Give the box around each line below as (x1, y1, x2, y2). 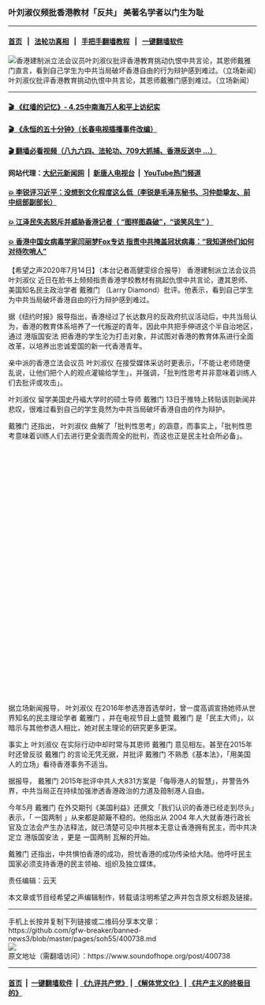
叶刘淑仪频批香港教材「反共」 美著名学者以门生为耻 (8, 6, 204, 17)
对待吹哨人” (8, 246, 47, 256)
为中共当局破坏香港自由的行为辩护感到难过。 (8, 295, 154, 304)
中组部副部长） (8, 197, 57, 207)
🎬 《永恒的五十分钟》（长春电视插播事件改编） (8, 124, 158, 133)
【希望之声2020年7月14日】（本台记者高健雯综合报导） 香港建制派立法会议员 (8, 266, 256, 275)
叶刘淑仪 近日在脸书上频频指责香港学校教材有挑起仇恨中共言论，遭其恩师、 (8, 275, 252, 285)
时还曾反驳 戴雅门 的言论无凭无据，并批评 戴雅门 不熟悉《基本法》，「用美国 (8, 749, 251, 759)
